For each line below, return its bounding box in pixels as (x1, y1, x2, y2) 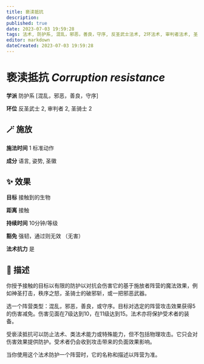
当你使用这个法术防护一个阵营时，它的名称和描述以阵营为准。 (6, 351, 161, 359)
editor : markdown (6, 37, 50, 43)
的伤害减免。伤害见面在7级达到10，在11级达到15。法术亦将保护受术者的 (6, 310, 184, 317)
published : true (6, 20, 47, 26)
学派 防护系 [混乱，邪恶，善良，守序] (6, 92, 99, 99)
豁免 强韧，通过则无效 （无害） (6, 232, 84, 240)
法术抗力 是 (6, 245, 35, 252)
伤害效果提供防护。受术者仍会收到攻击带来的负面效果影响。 (6, 338, 155, 346)
